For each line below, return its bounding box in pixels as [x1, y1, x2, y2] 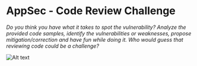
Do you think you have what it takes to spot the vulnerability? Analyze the [6, 24, 186, 31]
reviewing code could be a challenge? [6, 42, 100, 49]
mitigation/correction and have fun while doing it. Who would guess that [6, 36, 184, 43]
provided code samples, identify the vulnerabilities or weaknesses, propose [6, 29, 192, 37]
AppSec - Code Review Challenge [6, 4, 176, 18]
